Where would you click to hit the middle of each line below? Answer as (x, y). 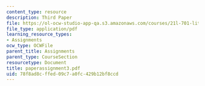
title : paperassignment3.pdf (43, 68)
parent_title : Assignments (41, 51)
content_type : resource (37, 12)
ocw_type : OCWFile (30, 46)
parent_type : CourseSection (42, 57)
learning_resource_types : (39, 35)
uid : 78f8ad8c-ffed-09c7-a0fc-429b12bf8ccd (63, 74)
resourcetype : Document (37, 62)
